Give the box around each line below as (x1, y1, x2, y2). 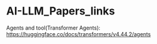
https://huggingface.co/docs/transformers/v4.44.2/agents (6, 30, 151, 37)
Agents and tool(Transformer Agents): (6, 24, 100, 31)
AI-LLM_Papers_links (6, 4, 115, 18)
